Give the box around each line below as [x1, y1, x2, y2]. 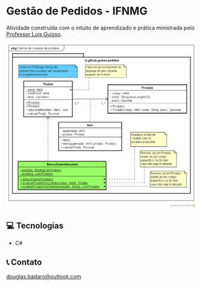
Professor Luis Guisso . [6, 30, 62, 37]
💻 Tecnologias [6, 220, 64, 231]
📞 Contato [6, 257, 42, 267]
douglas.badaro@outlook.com [6, 273, 81, 281]
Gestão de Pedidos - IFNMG [6, 4, 148, 18]
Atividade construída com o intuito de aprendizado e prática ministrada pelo [6, 24, 195, 31]
